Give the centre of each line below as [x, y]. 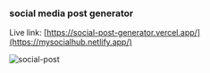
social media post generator [71, 13]
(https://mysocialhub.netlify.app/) [71, 42]
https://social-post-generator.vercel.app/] [123, 33]
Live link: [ [28, 33]
